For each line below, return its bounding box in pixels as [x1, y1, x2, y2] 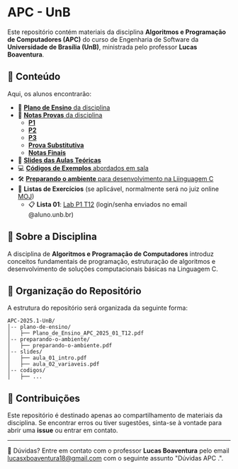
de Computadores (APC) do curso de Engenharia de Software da [7, 35, 199, 43]
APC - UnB [7, 4, 71, 21]
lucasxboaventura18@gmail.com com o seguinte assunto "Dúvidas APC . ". [7, 454, 224, 463]
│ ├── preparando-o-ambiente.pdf [7, 342, 113, 349]
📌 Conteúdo [7, 71, 61, 83]
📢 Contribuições [7, 392, 80, 404]
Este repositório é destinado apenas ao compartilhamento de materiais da [7, 411, 223, 419]
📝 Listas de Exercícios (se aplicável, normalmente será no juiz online [17, 185, 220, 193]
